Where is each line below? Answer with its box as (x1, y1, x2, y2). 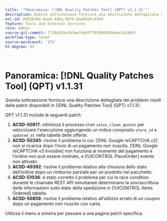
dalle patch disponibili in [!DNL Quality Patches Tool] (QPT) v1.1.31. (5, 102, 141, 108)
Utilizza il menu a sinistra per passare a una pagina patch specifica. (5, 210, 143, 216)
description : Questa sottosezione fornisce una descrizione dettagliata (5, 12, 159, 17)
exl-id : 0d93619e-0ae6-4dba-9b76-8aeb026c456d (5, 16, 103, 21)
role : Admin (5, 26, 30, 31)
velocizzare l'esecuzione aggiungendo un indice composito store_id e (12, 127, 158, 133)
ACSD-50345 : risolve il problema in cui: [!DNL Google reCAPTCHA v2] (12, 137, 158, 143)
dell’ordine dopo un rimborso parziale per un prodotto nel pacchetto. (12, 169, 153, 175)
